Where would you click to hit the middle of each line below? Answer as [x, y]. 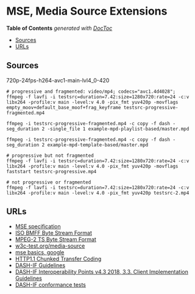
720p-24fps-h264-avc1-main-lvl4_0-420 [58, 80]
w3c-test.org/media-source [50, 246]
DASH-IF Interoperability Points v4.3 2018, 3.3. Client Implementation [102, 271]
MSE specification [38, 226]
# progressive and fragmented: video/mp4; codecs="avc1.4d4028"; [91, 91]
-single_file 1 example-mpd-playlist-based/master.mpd [118, 129]
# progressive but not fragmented [50, 156]
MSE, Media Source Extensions [87, 11]
